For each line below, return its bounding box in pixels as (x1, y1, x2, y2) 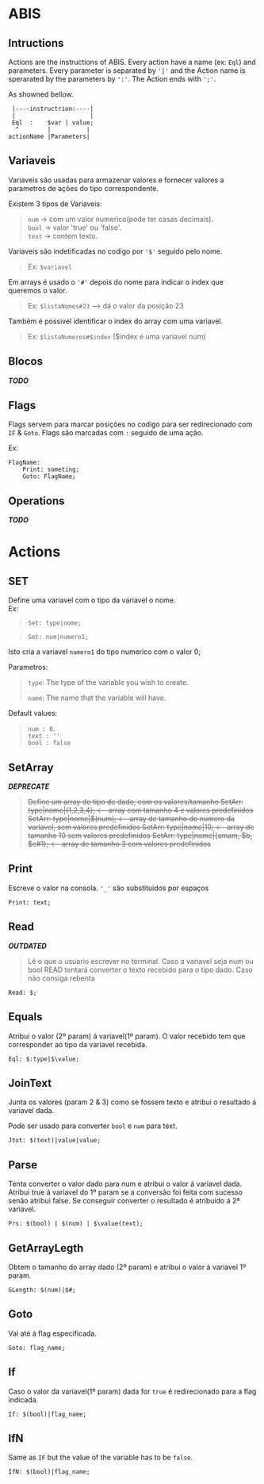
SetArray (8, 760, 54, 774)
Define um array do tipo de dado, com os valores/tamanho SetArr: (27, 797, 244, 807)
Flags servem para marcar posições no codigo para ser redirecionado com (8, 419, 253, 429)
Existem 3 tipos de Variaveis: (8, 199, 102, 208)
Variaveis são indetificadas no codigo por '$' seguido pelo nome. (8, 247, 223, 256)
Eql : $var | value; (11, 119, 94, 127)
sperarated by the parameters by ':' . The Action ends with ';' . (8, 75, 216, 83)
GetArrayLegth (8, 1241, 84, 1255)
